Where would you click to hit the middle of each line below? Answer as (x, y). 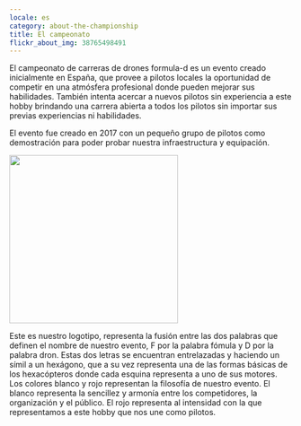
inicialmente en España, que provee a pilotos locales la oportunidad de (140, 78)
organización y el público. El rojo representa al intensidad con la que (136, 403)
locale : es (30, 17)
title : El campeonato (50, 34)
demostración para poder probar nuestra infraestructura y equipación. (140, 143)
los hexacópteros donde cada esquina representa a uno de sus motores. (143, 374)
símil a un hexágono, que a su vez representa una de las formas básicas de (149, 365)
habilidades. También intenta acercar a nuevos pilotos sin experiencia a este (150, 97)
